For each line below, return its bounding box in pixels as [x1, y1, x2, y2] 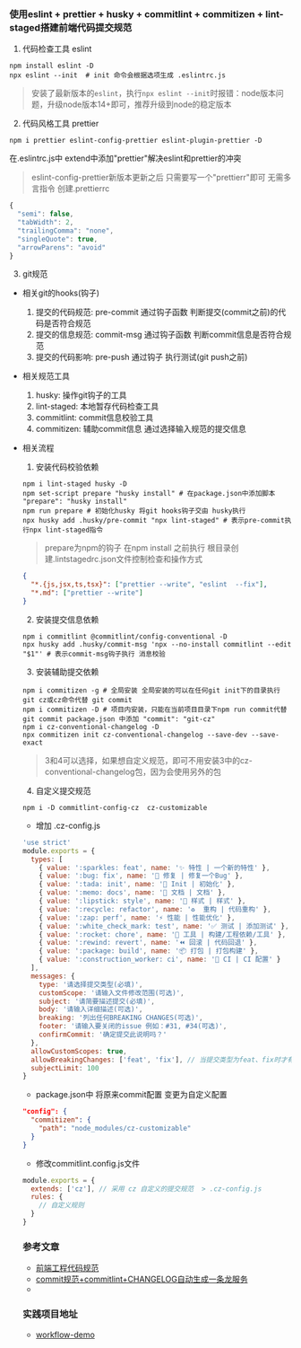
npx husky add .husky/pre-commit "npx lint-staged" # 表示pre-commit [21, 516, 285, 525]
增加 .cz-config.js [35, 820, 101, 831]
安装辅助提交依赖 [35, 666, 99, 677]
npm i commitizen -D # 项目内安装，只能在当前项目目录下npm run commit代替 [21, 705, 288, 714]
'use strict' [21, 838, 72, 847]
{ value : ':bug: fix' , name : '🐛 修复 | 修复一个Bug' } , [39, 871, 244, 881]
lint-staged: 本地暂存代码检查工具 [35, 401, 159, 412]
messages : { [30, 972, 75, 981]
